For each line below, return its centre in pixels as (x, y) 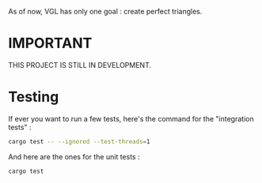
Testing (34, 97)
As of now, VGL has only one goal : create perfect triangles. (105, 11)
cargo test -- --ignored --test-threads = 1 (79, 141)
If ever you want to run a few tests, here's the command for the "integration (131, 118)
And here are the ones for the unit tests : (74, 156)
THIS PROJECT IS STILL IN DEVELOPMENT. (80, 65)
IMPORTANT (50, 43)
